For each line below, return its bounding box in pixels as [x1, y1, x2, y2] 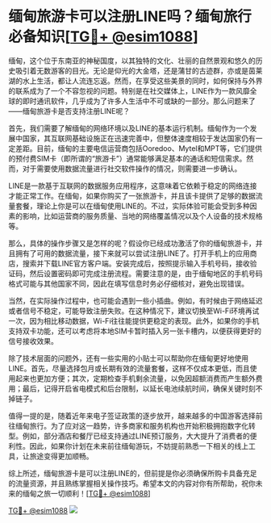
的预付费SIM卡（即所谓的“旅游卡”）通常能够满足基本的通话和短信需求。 [8, 153, 247, 163]
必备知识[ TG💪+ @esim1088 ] [8, 27, 199, 46]
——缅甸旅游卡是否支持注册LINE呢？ [8, 106, 131, 115]
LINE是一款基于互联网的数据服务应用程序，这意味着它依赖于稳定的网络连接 [8, 181, 257, 190]
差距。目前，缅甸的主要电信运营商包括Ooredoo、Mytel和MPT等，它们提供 [15, 143, 263, 153]
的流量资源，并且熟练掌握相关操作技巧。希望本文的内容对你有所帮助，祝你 [8, 478, 256, 488]
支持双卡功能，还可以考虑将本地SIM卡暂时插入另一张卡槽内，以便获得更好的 [8, 326, 262, 336]
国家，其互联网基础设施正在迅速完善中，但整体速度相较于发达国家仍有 [22, 133, 256, 143]
